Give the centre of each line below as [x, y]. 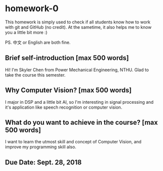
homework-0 [32, 9]
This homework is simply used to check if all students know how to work [78, 22]
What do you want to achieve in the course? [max [81, 122]
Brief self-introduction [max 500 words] [67, 58]
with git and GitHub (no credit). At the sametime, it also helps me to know [78, 27]
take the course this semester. [35, 75]
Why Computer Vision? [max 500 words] [68, 90]
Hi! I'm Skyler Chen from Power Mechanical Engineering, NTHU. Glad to [77, 70]
